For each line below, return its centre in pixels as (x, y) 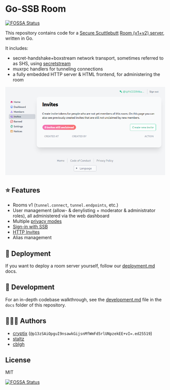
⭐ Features (23, 190)
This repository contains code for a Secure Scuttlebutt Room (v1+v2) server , (85, 33)
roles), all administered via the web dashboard (61, 216)
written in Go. (20, 38)
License (18, 360)
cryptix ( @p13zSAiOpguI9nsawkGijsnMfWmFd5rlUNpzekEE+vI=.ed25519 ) (82, 333)
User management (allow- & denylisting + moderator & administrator (84, 211)
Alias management (32, 238)
